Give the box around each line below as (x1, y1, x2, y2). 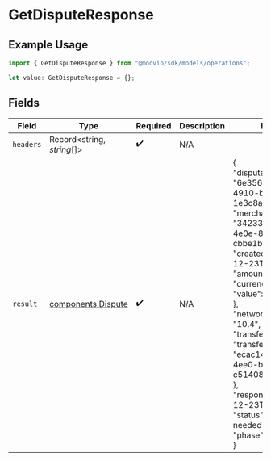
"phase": (232, 430, 266, 441)
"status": (232, 409, 266, 421)
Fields (8, 96, 40, 110)
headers (12, 140, 42, 149)
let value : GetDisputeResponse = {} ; (8, 73, 135, 82)
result (12, 299, 38, 308)
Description (179, 119, 226, 131)
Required (135, 119, 172, 131)
